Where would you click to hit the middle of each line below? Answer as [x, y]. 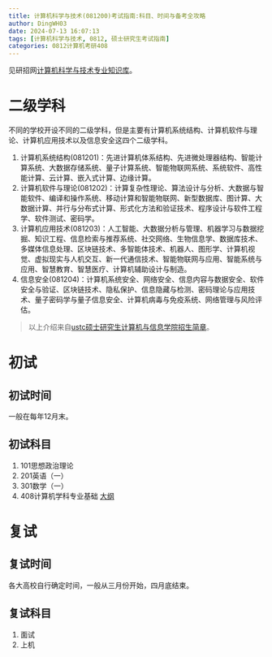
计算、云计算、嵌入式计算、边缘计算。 [91, 178]
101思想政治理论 [47, 465]
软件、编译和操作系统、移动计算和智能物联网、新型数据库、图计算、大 [145, 198]
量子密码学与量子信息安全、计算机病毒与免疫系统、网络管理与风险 [145, 300]
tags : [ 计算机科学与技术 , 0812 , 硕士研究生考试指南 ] [89, 39]
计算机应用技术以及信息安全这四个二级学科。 [97, 140]
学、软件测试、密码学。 [59, 218]
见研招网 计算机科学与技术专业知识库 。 [72, 71]
